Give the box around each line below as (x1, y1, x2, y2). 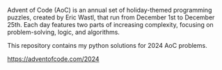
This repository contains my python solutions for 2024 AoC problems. (7, 42, 207, 49)
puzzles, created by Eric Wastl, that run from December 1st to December (7, 13, 215, 21)
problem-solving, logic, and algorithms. (7, 28, 120, 36)
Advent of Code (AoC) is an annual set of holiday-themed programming (7, 6, 212, 14)
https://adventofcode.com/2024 (7, 55, 100, 63)
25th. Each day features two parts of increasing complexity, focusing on (7, 21, 214, 28)
